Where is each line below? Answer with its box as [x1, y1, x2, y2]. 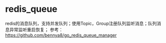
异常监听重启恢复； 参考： [9, 26, 63, 33]
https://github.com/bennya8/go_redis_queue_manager [5, 32, 117, 38]
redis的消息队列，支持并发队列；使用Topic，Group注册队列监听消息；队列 [5, 20, 157, 26]
